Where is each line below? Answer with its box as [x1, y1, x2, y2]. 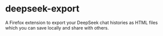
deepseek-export [5, 3, 80, 14]
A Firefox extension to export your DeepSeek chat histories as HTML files [5, 19, 158, 25]
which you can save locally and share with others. [5, 24, 109, 30]
